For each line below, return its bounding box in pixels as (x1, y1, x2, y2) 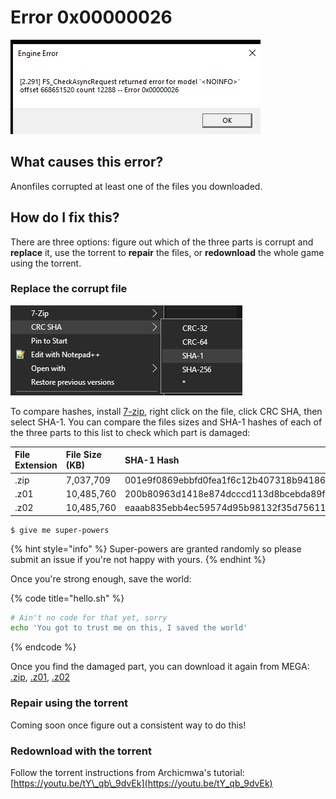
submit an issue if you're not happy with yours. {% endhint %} (10, 553, 267, 565)
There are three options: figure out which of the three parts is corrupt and (10, 236, 314, 248)
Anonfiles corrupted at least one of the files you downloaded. (10, 180, 263, 192)
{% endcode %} (10, 641, 77, 653)
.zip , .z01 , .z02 (10, 671, 71, 683)
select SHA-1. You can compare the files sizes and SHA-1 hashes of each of (10, 416, 323, 428)
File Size (65, 449, 102, 461)
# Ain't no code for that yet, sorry (10, 612, 168, 623)
